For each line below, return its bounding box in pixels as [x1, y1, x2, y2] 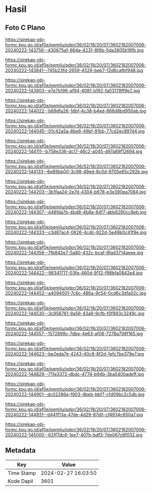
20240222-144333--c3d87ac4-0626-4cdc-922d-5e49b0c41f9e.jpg [5, 229, 147, 235]
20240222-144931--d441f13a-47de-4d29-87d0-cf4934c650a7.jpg [5, 412, 143, 417]
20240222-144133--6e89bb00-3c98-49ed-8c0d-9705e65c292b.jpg [5, 168, 148, 174]
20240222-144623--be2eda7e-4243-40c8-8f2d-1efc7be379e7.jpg [5, 351, 145, 357]
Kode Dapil [7, 478, 33, 485]
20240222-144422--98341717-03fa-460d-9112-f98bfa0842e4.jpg [5, 270, 143, 276]
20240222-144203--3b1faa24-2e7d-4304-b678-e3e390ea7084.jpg [5, 189, 146, 195]
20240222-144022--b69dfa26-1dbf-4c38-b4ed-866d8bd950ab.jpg [5, 108, 147, 114]
